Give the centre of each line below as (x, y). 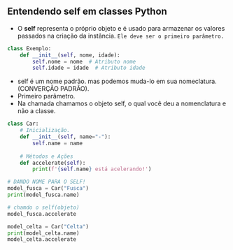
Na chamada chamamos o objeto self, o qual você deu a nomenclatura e (121, 103)
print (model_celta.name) (43, 233)
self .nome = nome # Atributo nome (84, 61)
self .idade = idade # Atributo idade (89, 68)
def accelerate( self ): (53, 163)
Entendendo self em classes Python (87, 12)
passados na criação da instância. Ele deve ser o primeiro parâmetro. (121, 36)
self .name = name (57, 143)
